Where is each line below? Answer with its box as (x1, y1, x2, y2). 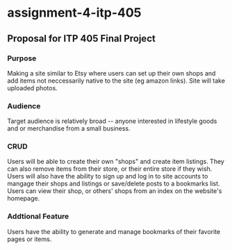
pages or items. (7, 235, 52, 243)
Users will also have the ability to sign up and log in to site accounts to (7, 172, 208, 181)
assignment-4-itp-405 (7, 5, 142, 21)
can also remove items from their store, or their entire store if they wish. (7, 165, 213, 173)
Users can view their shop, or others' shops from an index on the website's (7, 187, 222, 195)
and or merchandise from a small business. (7, 124, 131, 133)
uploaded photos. (7, 83, 58, 92)
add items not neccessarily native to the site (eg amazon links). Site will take (7, 76, 226, 85)
